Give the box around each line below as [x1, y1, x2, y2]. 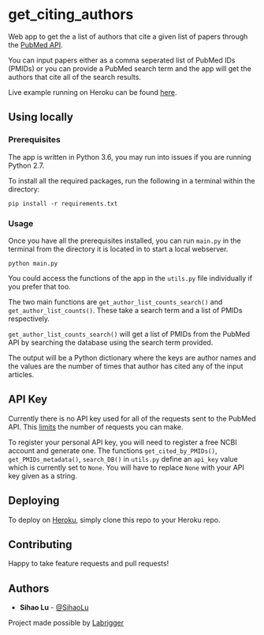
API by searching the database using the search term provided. [8, 338, 214, 347]
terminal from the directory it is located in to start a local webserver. [8, 244, 229, 254]
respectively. [8, 314, 50, 323]
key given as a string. [8, 471, 77, 480]
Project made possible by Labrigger [8, 618, 125, 628]
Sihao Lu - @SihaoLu [19, 603, 89, 612]
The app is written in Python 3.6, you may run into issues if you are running [8, 152, 252, 161]
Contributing [8, 538, 73, 551]
